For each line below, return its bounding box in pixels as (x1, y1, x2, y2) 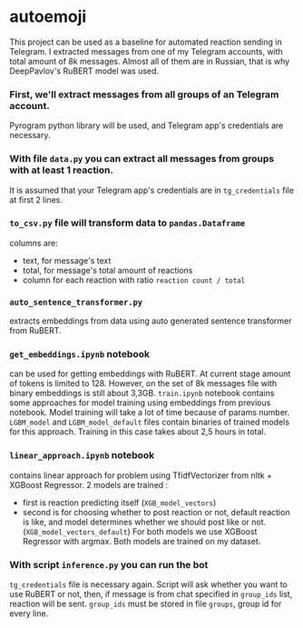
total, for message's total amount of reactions (22, 264, 193, 275)
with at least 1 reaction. (9, 164, 113, 176)
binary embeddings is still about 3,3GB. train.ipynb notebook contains (9, 388, 275, 399)
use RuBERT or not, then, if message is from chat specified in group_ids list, (9, 589, 293, 600)
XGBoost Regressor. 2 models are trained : (9, 479, 169, 490)
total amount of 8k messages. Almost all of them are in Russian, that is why (9, 55, 290, 66)
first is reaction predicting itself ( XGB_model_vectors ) (22, 497, 217, 508)
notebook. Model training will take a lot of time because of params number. (9, 407, 290, 418)
